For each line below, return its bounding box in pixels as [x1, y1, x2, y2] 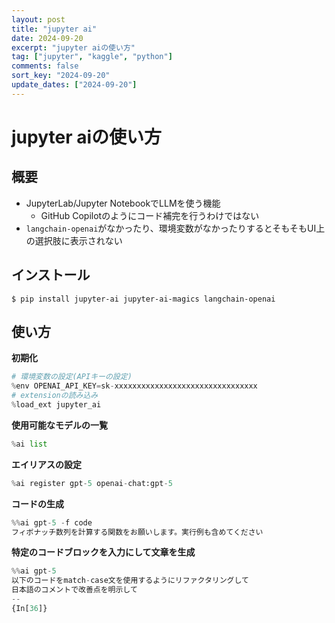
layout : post [11, 14, 66, 25]
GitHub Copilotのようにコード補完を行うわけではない [40, 209, 260, 221]
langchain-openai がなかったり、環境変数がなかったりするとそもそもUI [25, 222, 317, 234]
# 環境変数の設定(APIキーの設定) [11, 372, 133, 382]
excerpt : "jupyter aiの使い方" [11, 42, 136, 53]
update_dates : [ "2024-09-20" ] [11, 80, 138, 90]
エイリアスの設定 [11, 458, 82, 470]
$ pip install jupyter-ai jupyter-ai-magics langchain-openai [11, 294, 276, 304]
